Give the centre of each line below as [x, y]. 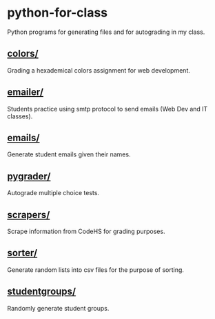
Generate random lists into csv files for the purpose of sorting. [96, 270]
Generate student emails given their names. [69, 154]
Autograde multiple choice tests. [53, 193]
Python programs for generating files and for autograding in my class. [106, 32]
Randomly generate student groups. [58, 308]
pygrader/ [29, 176]
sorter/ [22, 253]
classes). [20, 116]
